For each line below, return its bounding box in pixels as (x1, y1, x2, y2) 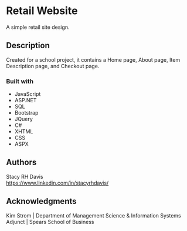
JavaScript (14, 91, 41, 98)
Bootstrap (14, 109, 39, 116)
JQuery (14, 116, 33, 123)
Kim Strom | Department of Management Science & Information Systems (6, 212, 181, 219)
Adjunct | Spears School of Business (6, 218, 94, 225)
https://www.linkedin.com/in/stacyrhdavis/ (6, 179, 109, 186)
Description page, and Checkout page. (6, 62, 100, 69)
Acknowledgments (6, 196, 77, 206)
